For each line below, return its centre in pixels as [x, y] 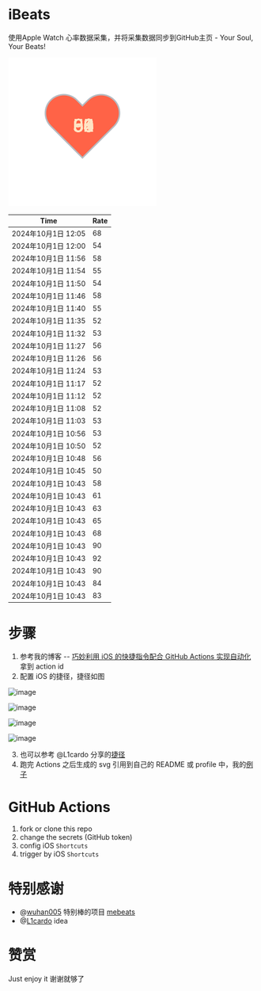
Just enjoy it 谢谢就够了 [46, 979]
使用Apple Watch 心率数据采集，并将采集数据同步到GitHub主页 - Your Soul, [131, 37]
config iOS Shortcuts [54, 846]
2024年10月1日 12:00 [49, 246]
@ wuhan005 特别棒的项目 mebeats [78, 912]
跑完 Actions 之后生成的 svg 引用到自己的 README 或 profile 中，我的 [133, 764]
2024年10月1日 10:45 [49, 471]
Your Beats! [27, 46]
